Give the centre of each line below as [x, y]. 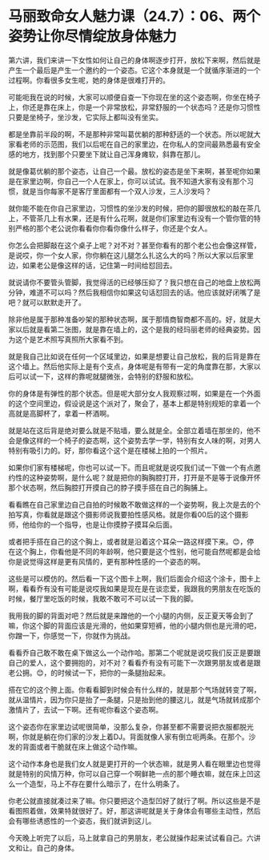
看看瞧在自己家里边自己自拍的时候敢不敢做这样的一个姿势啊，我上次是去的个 [134, 504]
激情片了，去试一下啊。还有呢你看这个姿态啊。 [85, 709]
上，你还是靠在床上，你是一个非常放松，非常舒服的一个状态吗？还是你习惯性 [134, 107]
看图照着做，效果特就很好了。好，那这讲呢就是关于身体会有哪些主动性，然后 [134, 810]
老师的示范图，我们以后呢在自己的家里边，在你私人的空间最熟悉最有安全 [141, 144]
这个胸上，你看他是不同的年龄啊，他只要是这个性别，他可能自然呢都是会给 [138, 551]
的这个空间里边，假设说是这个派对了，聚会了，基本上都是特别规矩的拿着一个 [134, 403]
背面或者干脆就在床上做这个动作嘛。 [82, 746]
